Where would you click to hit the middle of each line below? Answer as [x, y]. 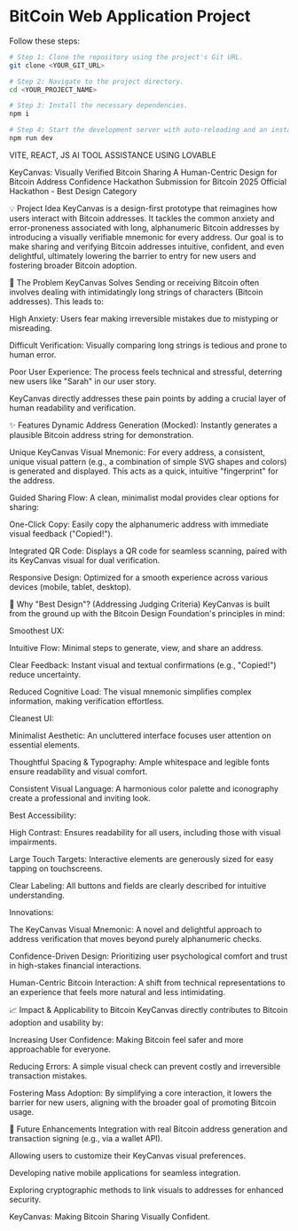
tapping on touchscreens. [56, 868]
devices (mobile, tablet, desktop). [70, 586]
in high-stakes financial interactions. [75, 965]
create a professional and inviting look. [80, 798]
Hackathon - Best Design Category [73, 191]
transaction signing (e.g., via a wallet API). [86, 1138]
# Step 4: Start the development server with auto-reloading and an [138, 130]
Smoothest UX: [37, 631]
